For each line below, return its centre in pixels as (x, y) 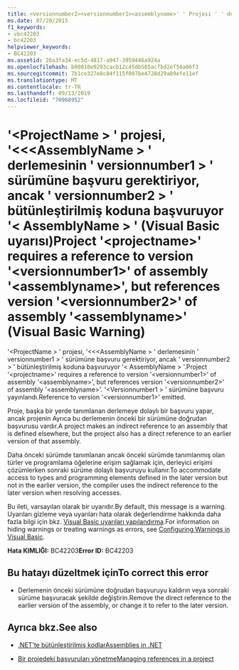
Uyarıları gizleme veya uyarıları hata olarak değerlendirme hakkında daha (115, 514)
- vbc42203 (23, 34)
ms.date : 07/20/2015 (38, 21)
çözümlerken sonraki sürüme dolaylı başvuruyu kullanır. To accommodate (115, 470)
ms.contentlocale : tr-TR (44, 87)
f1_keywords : (27, 27)
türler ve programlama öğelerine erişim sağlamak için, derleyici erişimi (110, 462)
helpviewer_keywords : (39, 47)
